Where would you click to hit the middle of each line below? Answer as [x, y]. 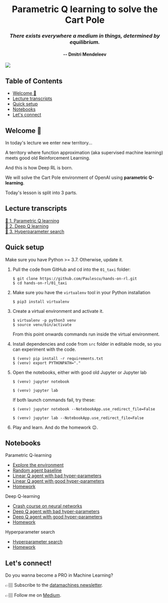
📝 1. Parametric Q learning [32, 220]
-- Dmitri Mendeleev [85, 54]
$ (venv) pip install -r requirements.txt [58, 358]
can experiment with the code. [44, 349]
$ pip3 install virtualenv [41, 302]
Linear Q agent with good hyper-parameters [58, 481]
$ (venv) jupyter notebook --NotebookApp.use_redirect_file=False [84, 409]
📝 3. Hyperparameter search [35, 231]
